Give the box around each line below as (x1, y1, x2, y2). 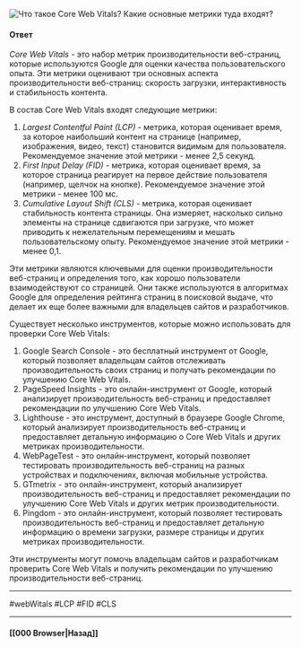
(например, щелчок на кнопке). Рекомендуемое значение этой (21, 179, 266, 190)
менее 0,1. (21, 246, 62, 257)
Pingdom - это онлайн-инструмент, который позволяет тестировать (21, 508, 283, 519)
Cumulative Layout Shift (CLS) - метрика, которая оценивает (21, 198, 253, 209)
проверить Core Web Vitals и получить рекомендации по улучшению (9, 564, 273, 574)
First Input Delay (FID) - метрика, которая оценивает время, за (21, 160, 262, 170)
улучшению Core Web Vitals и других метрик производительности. (21, 498, 279, 509)
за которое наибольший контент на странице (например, (21, 131, 242, 143)
